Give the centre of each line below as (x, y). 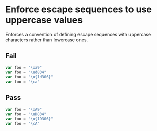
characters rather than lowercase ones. (47, 40)
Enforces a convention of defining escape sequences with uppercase (78, 34)
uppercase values (44, 20)
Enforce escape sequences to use (78, 9)
